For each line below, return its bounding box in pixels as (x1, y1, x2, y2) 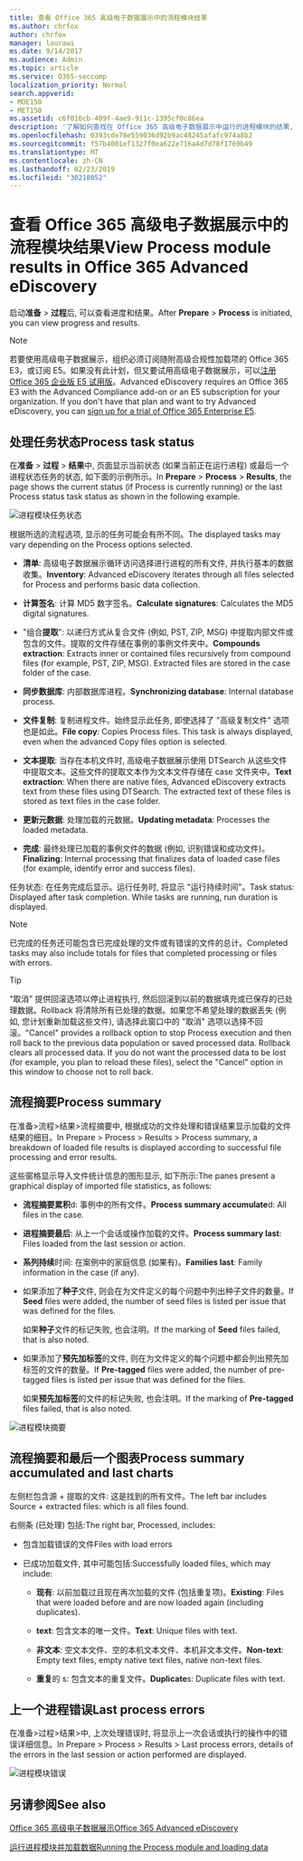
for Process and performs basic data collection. (22, 580, 201, 590)
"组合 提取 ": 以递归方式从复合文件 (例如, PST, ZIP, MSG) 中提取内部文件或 (22, 627, 294, 638)
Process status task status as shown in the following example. (9, 491, 241, 502)
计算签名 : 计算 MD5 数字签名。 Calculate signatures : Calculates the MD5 (22, 598, 294, 609)
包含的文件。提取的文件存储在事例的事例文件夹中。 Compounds (22, 638, 260, 648)
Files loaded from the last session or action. (22, 1238, 185, 1249)
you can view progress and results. (9, 317, 140, 328)
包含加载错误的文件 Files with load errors (22, 1538, 174, 1549)
